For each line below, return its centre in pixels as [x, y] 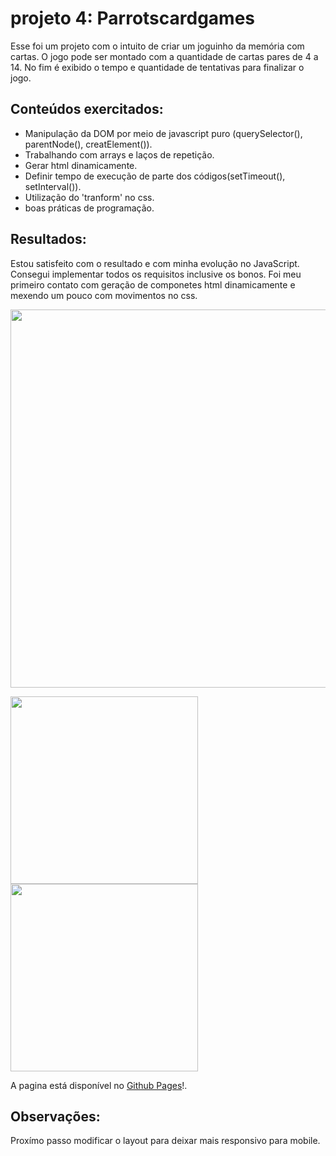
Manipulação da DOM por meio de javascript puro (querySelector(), [163, 133]
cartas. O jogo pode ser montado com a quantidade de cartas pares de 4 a [164, 56]
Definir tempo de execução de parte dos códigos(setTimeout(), [155, 176]
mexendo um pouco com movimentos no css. [104, 295]
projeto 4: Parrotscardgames [133, 18]
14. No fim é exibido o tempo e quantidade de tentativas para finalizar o [157, 67]
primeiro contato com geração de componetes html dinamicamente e [153, 284]
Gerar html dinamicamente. [81, 165]
